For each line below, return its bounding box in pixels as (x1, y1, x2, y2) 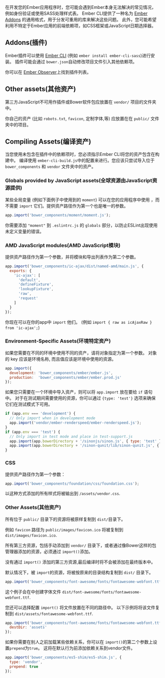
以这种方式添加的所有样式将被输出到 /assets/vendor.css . (5, 491, 120, 496)
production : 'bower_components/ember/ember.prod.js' (9, 375, 122, 380)
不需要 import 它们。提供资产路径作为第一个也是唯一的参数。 (5, 203, 129, 209)
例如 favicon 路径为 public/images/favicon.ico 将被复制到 (5, 526, 124, 532)
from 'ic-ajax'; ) (5, 324, 40, 331)
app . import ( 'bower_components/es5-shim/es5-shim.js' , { (5, 655, 122, 660)
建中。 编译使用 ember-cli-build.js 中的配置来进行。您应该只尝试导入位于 (5, 157, 155, 163)
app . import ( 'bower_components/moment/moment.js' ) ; (5, 213, 111, 217)
